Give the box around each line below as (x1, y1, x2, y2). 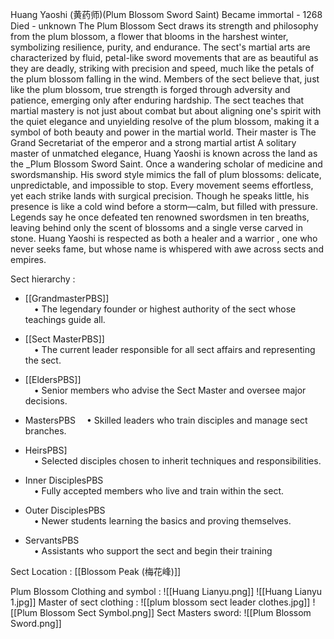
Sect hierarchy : (10, 273, 76, 285)
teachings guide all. (24, 314, 106, 325)
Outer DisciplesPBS (24, 504, 106, 516)
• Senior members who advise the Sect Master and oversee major (33, 384, 307, 396)
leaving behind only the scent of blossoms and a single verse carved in (10, 222, 303, 233)
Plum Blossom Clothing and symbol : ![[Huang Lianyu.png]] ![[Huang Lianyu (10, 586, 323, 597)
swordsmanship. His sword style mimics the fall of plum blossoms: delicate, (10, 169, 322, 180)
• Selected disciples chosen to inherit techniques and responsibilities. (33, 455, 322, 467)
